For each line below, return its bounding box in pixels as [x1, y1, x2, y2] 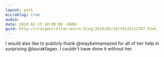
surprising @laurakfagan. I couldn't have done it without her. [5, 46, 133, 52]
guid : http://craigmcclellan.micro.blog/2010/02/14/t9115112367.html [5, 26, 157, 32]
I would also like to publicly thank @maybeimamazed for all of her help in [5, 40, 159, 46]
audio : [5, 17, 19, 22]
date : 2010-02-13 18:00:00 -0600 [5, 21, 77, 27]
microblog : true [5, 12, 40, 17]
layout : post [5, 7, 33, 13]
